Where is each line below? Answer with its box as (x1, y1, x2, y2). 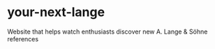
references (7, 34, 39, 43)
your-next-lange (7, 4, 105, 20)
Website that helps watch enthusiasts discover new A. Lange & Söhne (7, 27, 208, 36)
